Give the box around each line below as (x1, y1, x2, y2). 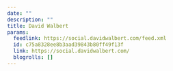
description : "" (7, 16, 53, 23)
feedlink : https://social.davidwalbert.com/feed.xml (13, 35, 167, 42)
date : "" (7, 9, 32, 17)
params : (7, 28, 29, 36)
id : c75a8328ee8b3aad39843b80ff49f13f (13, 41, 124, 48)
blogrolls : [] (13, 54, 53, 61)
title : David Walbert (7, 22, 69, 29)
